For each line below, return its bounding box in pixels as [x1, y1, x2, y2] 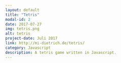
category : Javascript [5, 45, 51, 50]
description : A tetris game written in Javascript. [5, 50, 116, 55]
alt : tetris [5, 31, 30, 36]
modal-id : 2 [5, 17, 30, 22]
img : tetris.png [5, 26, 39, 31]
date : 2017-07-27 [5, 21, 42, 27]
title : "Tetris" [5, 12, 39, 17]
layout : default [5, 7, 39, 13]
